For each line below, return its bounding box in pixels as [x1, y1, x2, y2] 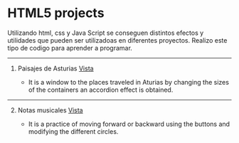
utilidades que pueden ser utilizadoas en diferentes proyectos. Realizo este [7, 36, 228, 44]
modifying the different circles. [28, 127, 119, 136]
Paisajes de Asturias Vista [17, 64, 94, 73]
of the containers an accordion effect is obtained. [28, 85, 174, 94]
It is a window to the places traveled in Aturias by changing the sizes [28, 78, 230, 86]
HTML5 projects [7, 5, 105, 21]
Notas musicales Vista [17, 105, 83, 115]
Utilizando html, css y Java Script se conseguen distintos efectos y [7, 28, 204, 37]
